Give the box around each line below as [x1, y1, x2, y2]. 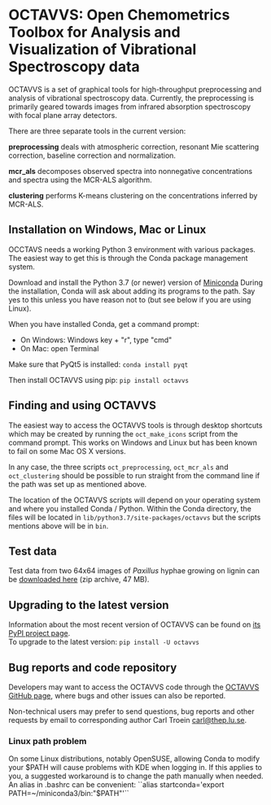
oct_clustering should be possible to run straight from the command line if [8, 470, 260, 481]
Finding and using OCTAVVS [8, 398, 156, 412]
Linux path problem [8, 735, 87, 746]
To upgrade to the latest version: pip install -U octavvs [8, 637, 199, 647]
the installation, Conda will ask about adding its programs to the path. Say [8, 286, 256, 296]
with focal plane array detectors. [8, 110, 118, 120]
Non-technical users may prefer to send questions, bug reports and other [8, 707, 255, 716]
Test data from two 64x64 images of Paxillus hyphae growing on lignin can [8, 566, 260, 576]
